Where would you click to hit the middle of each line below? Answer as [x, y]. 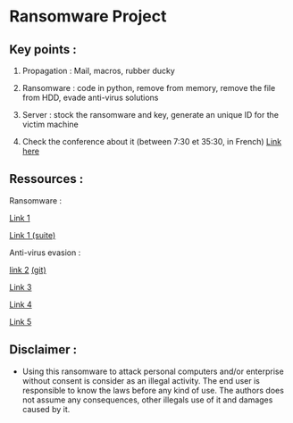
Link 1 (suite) [33, 235]
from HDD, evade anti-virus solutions [90, 97]
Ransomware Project [88, 17]
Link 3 [21, 286]
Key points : [43, 50]
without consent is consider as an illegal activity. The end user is [141, 380]
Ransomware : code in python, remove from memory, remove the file [149, 88]
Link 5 [21, 321]
